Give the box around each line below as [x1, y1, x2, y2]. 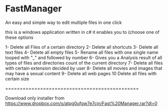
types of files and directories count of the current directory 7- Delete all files [5, 60, 163, 66]
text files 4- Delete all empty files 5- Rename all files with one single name [5, 49, 158, 55]
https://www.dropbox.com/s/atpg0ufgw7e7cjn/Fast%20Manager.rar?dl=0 [5, 100, 158, 106]
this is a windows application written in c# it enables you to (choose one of [5, 29, 159, 35]
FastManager [5, 3, 62, 14]
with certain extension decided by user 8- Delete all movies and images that [5, 65, 162, 71]
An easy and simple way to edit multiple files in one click [5, 19, 122, 25]
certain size [5, 76, 30, 82]
